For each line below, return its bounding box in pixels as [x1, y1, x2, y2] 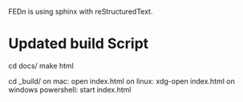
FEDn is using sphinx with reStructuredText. [8, 7, 153, 16]
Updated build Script [8, 35, 149, 53]
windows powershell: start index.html [8, 84, 132, 94]
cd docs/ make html [8, 61, 74, 70]
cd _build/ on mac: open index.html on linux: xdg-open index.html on [8, 76, 235, 86]
